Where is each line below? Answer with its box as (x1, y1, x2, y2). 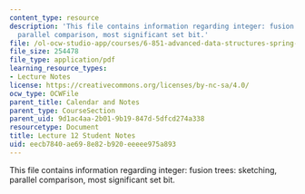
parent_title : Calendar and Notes (9, 97, 141, 107)
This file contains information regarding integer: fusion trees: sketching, (9, 164, 278, 175)
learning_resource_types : (9, 64, 107, 73)
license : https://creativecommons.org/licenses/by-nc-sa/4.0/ (9, 81, 250, 90)
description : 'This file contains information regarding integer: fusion (9, 22, 295, 31)
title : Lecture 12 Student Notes (9, 131, 136, 141)
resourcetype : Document (9, 123, 100, 132)
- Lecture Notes (9, 73, 71, 82)
